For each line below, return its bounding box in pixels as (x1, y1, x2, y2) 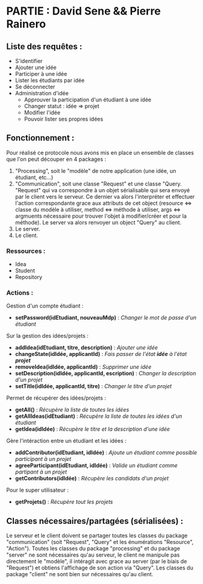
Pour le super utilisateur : (6, 486, 69, 494)
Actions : (6, 289, 33, 297)
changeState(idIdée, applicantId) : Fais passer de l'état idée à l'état (15, 351, 187, 358)
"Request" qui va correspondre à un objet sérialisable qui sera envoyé (15, 186, 190, 193)
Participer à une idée (15, 70, 68, 77)
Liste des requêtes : (6, 41, 82, 52)
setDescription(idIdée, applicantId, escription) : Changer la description (15, 370, 196, 377)
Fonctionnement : (6, 133, 75, 143)
